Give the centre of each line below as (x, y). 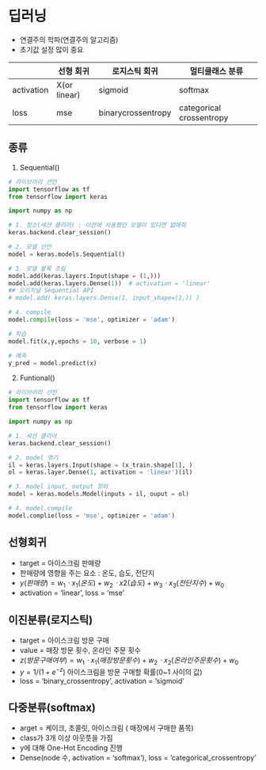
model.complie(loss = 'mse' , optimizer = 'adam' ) (92, 516)
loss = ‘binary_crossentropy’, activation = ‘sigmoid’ (102, 680)
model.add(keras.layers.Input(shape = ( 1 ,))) (84, 276)
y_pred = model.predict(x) (53, 363)
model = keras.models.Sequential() (67, 254)
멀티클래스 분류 (217, 71)
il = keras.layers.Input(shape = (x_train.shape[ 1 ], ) (101, 465)
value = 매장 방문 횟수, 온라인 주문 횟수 (80, 650)
